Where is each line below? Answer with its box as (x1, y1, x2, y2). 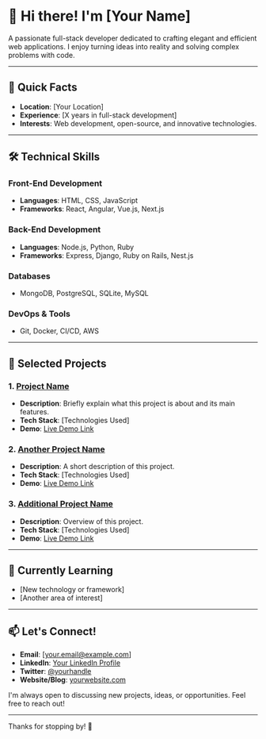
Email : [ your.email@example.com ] (19, 650, 132, 660)
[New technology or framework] (19, 585, 125, 595)
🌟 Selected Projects (8, 356, 107, 370)
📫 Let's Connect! (8, 625, 97, 638)
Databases (8, 270, 51, 281)
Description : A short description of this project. (19, 462, 175, 471)
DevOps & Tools (8, 308, 71, 319)
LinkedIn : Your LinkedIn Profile (19, 658, 121, 668)
